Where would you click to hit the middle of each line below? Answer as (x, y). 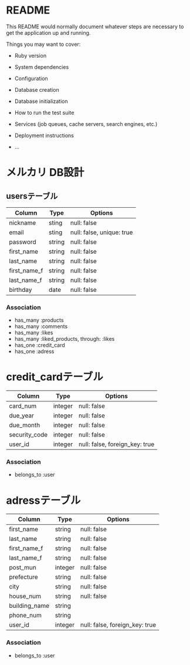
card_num (23, 406)
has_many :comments (41, 327)
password (23, 242)
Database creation (37, 89)
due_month (25, 425)
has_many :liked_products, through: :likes (65, 339)
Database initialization (41, 101)
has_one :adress (34, 351)
